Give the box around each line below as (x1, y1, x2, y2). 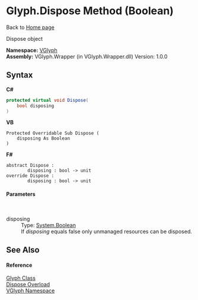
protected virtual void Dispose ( (6, 97, 89, 103)
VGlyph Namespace (6, 287, 55, 294)
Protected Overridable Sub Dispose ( (6, 130, 100, 137)
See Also (6, 244, 40, 255)
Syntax (6, 70, 33, 80)
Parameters (6, 191, 36, 198)
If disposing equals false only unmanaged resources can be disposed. (21, 228, 193, 235)
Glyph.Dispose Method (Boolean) (6, 4, 174, 18)
